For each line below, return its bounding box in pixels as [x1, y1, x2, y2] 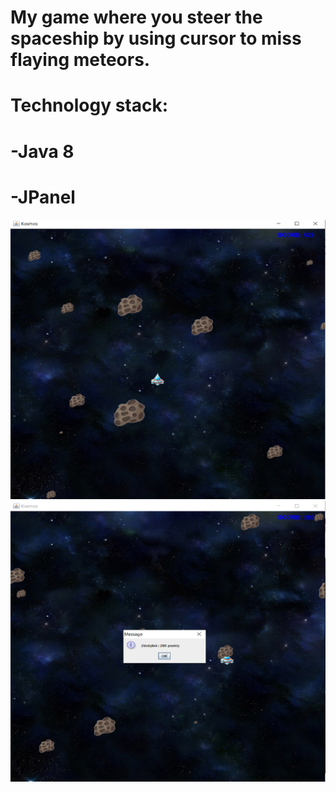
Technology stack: [10, 94, 169, 117]
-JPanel [10, 186, 76, 208]
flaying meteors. [10, 49, 151, 71]
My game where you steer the [10, 6, 263, 29]
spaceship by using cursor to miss [10, 27, 302, 50]
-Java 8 [10, 140, 75, 163]
